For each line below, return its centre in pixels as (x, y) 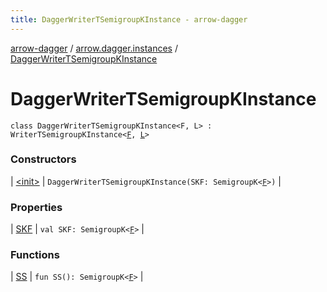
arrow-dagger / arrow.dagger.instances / (94, 48)
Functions (35, 255)
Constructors (43, 159)
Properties (36, 207)
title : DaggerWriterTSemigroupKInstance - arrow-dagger (129, 19)
